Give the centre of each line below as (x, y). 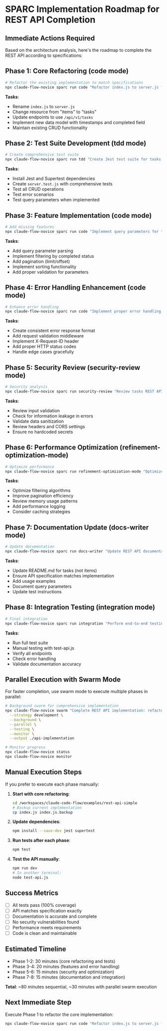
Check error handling (34, 659)
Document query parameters (42, 586)
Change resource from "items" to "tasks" (54, 112)
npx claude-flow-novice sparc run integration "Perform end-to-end (77, 623)
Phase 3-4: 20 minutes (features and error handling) (66, 966)
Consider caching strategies (41, 512)
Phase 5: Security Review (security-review (73, 367)
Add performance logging (39, 507)
